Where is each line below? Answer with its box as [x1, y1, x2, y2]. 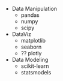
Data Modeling [11, 56, 49, 63]
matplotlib [20, 37, 46, 44]
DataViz [11, 31, 32, 38]
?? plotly [20, 50, 42, 56]
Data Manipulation [11, 5, 58, 12]
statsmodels [20, 69, 52, 76]
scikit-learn [20, 62, 49, 70]
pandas [20, 11, 40, 19]
